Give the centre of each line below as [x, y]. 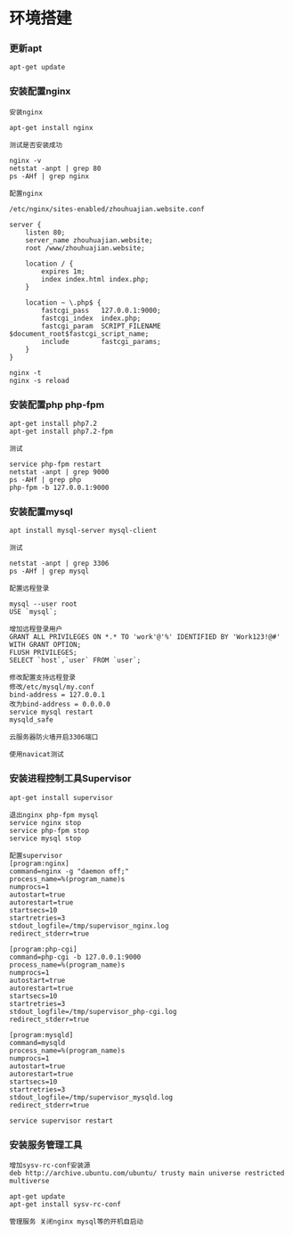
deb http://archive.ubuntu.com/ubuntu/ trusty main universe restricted [147, 1173]
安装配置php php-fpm [57, 405]
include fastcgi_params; [102, 341]
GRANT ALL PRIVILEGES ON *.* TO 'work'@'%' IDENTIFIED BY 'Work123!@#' [145, 637]
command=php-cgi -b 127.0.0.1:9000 [75, 957]
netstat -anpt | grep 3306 [59, 564]
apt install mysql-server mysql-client [83, 531]
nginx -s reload [39, 380]
